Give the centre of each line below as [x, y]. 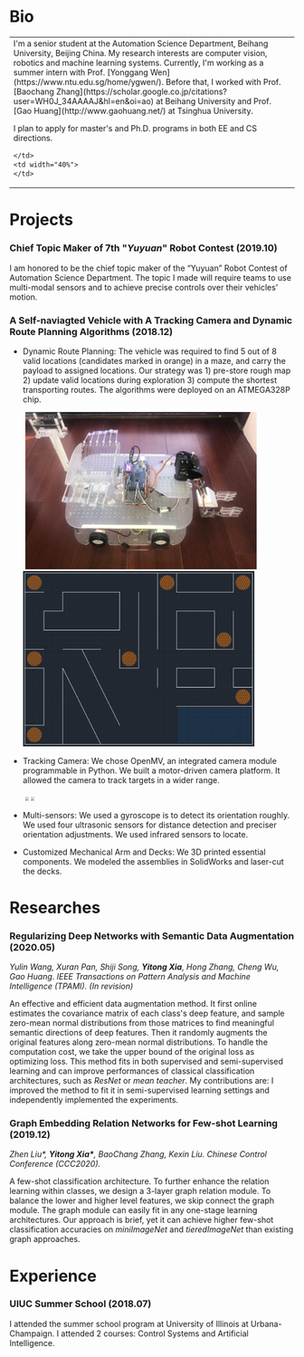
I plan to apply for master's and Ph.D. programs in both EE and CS [135, 128]
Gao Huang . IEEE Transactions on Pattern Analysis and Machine [130, 977]
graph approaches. [45, 1239]
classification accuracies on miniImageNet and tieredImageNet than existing [152, 1229]
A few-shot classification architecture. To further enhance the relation [139, 1181]
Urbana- [266, 1324]
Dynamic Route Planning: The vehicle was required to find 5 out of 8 [150, 351]
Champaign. [32, 1333]
